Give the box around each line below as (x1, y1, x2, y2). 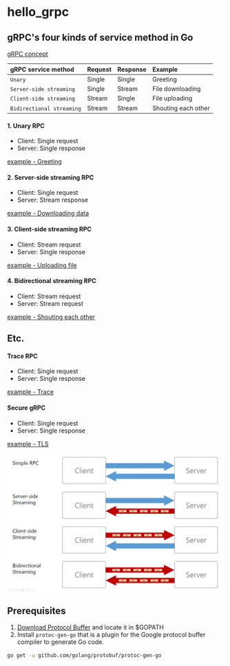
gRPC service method (10, 65, 74, 73)
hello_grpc (7, 4, 70, 20)
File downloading (152, 85, 201, 93)
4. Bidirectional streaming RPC (7, 277, 96, 285)
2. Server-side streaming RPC (7, 173, 94, 181)
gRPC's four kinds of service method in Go (7, 32, 194, 43)
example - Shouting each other (7, 313, 95, 321)
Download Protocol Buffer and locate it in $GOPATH (17, 623, 164, 632)
